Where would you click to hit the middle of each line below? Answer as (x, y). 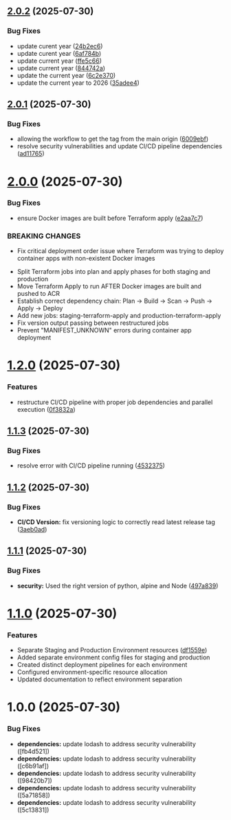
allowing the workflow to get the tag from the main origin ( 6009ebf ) (113, 139)
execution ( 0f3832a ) (46, 409)
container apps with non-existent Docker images (86, 259)
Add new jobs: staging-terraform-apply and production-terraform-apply (119, 316)
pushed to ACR (38, 294)
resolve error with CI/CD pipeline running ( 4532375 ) (91, 466)
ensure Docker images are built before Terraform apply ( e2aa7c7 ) (110, 218)
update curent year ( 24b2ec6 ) (60, 46)
